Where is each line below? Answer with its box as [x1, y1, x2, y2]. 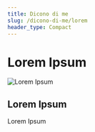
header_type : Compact [7, 23, 72, 31]
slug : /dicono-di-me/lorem [7, 17, 88, 24]
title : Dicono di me [7, 10, 69, 18]
